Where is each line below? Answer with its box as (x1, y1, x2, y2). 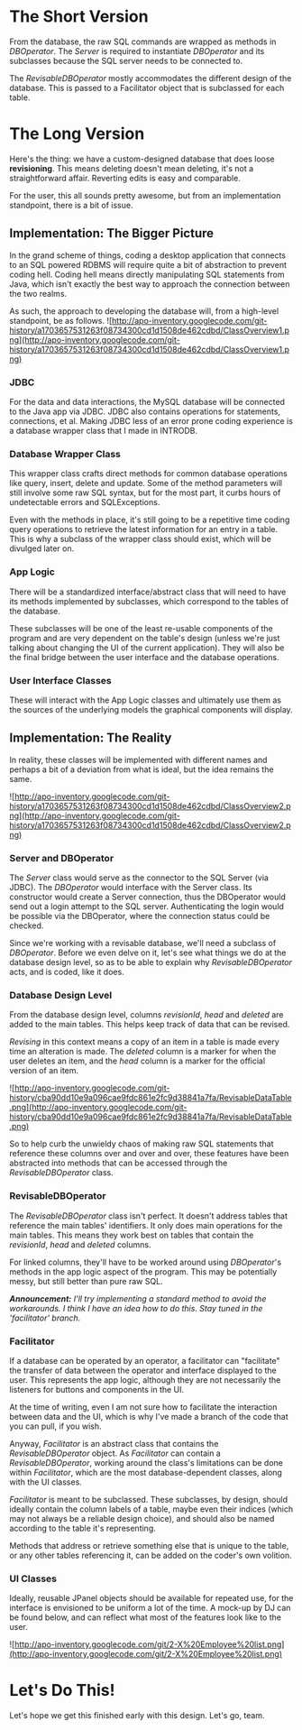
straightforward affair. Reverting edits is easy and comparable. (9, 172, 241, 183)
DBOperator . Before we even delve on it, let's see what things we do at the (9, 947, 287, 958)
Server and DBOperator (9, 851, 114, 864)
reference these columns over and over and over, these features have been (9, 1148, 289, 1159)
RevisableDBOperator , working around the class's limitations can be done (9, 1457, 284, 1468)
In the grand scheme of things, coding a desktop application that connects (9, 250, 287, 261)
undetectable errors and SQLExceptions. (9, 497, 160, 508)
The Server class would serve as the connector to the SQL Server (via (9, 872, 269, 883)
